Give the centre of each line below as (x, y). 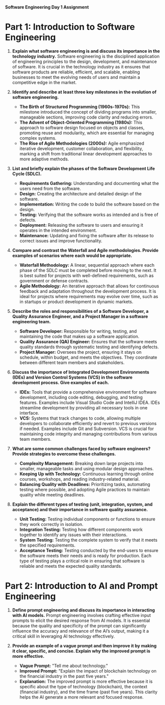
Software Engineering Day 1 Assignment (47, 7)
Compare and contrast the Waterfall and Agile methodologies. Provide (85, 250)
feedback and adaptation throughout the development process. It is (88, 291)
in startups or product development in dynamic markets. (76, 302)
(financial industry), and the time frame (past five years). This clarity (88, 692)
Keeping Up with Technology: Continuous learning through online (86, 474)
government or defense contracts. (54, 280)
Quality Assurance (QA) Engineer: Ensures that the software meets (88, 341)
